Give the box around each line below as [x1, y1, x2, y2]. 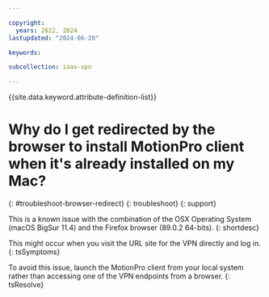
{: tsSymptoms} [8, 247, 61, 257]
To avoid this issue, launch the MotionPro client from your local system [8, 263, 244, 273]
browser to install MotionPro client [8, 138, 245, 156]
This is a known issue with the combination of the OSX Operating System [8, 215, 252, 224]
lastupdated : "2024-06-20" [8, 34, 99, 42]
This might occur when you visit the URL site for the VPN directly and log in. [8, 239, 261, 249]
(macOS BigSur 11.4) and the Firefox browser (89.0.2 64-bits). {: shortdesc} [8, 223, 260, 232]
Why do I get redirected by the [8, 120, 216, 139]
